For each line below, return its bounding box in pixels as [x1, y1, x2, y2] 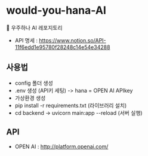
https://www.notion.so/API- [38, 36, 106, 44]
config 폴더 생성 [14, 79, 54, 87]
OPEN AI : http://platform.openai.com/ [14, 143, 109, 150]
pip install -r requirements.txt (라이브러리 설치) [14, 102, 127, 109]
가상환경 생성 [14, 94, 46, 102]
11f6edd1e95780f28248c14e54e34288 [14, 43, 110, 51]
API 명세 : [14, 36, 38, 44]
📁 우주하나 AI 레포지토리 [6, 24, 63, 31]
